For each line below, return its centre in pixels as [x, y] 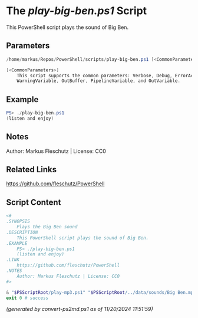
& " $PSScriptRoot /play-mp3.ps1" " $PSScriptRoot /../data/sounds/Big [91, 292]
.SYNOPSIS [18, 222]
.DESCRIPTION [22, 232]
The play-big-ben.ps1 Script [77, 11]
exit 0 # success [27, 298]
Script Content [34, 202]
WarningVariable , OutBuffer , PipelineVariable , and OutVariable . [99, 81]
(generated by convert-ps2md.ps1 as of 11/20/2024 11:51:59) [80, 309]
